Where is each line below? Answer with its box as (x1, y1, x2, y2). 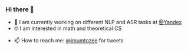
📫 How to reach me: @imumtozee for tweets (14, 37, 124, 44)
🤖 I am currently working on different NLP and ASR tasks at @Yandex (14, 19, 182, 26)
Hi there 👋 (5, 5, 35, 14)
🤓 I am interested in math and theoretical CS (14, 25, 122, 32)
